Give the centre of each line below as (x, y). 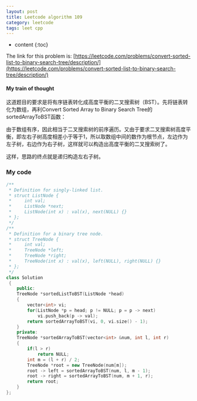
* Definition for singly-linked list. (56, 190)
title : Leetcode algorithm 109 (44, 17)
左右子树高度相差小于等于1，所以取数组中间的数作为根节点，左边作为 (105, 137)
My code (19, 173)
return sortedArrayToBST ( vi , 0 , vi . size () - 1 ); (88, 322)
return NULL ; (53, 354)
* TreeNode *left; (36, 250)
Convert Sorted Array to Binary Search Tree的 (97, 110)
